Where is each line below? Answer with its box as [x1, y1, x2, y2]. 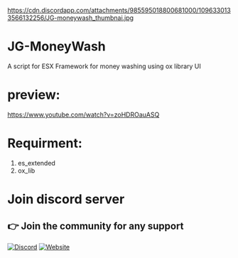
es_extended [17, 158, 55, 167]
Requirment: [7, 135, 83, 151]
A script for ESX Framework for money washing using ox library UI [7, 62, 201, 70]
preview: [7, 87, 60, 103]
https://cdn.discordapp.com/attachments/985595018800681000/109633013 [7, 6, 231, 14]
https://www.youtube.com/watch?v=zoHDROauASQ [7, 110, 160, 119]
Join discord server [7, 191, 125, 207]
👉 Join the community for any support [7, 220, 184, 232]
